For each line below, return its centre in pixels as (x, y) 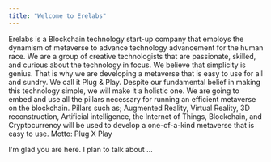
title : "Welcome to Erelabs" (57, 16)
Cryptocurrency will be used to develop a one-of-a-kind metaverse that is (131, 125)
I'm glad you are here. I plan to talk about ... (81, 149)
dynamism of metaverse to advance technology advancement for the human (136, 47)
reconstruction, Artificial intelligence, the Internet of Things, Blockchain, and (135, 116)
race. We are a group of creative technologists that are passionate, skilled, (132, 56)
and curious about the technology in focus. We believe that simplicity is (127, 65)
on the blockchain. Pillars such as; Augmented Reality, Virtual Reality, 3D (129, 108)
